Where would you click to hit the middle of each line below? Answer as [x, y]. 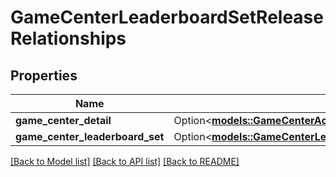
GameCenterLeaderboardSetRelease [167, 17]
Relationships [68, 38]
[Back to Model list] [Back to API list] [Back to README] [125, 161]
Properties [44, 75]
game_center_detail [63, 120]
